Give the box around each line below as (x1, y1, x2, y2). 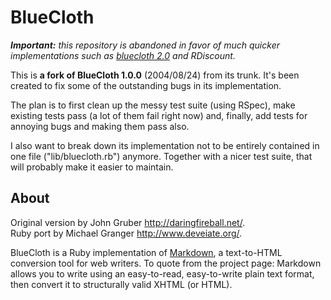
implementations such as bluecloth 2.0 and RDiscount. (10, 49, 236, 61)
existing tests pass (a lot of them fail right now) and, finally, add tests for (10, 109, 308, 121)
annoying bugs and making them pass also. (10, 120, 190, 132)
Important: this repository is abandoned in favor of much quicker (10, 39, 280, 51)
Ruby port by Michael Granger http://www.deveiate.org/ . (10, 227, 243, 239)
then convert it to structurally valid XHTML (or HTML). (10, 278, 233, 290)
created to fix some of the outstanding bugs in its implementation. (10, 79, 282, 91)
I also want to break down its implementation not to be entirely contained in (10, 139, 320, 151)
